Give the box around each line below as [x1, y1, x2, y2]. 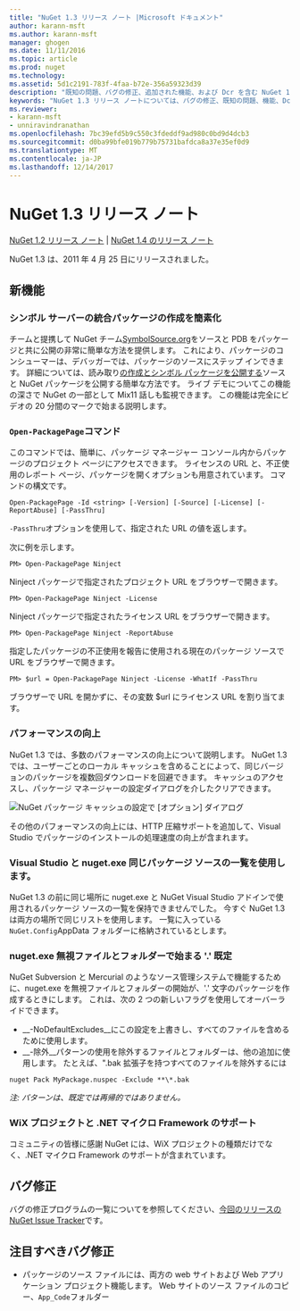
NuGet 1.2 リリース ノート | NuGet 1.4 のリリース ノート [9, 235, 214, 246]
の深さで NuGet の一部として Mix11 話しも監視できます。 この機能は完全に [9, 389, 281, 400]
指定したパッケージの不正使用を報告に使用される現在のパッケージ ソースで [9, 646, 285, 656]
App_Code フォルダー [37, 1291, 110, 1302]
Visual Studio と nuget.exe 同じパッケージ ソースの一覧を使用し [9, 856, 286, 869]
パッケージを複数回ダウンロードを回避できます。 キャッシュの [32, 772, 262, 782]
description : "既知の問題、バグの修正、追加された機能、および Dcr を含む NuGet [9, 88, 283, 96]
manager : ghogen [9, 38, 70, 47]
